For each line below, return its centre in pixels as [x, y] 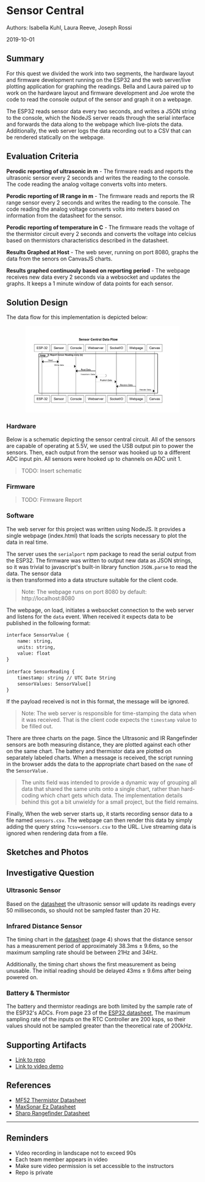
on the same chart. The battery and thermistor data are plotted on [89, 751]
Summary [25, 59]
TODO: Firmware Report [52, 500]
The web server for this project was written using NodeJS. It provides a [96, 529]
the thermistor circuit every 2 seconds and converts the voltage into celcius [101, 233]
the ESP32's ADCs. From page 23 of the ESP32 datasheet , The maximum [99, 1013]
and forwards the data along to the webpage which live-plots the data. [95, 124]
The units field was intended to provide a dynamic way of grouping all [109, 782]
